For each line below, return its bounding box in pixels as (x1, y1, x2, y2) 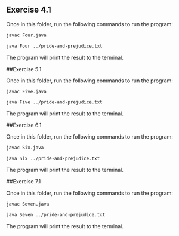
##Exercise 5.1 (6, 65, 42, 72)
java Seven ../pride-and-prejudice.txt (6, 212, 106, 217)
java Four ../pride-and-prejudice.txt (6, 43, 103, 49)
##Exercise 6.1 (6, 122, 42, 129)
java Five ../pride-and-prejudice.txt (6, 99, 103, 105)
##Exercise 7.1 (6, 178, 41, 185)
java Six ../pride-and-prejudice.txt (6, 155, 100, 162)
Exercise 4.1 (6, 5, 52, 15)
